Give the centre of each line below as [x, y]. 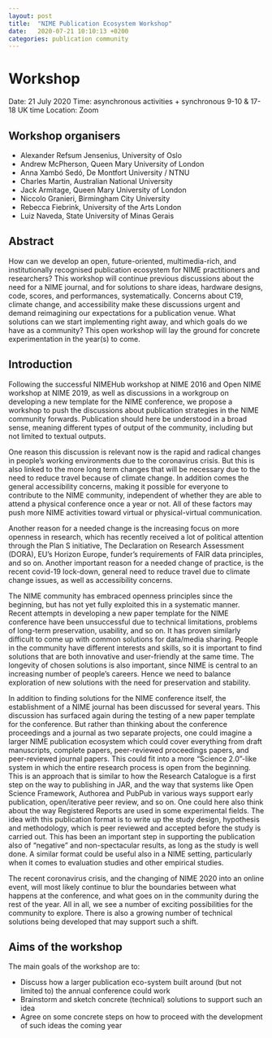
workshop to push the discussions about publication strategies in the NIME [134, 410]
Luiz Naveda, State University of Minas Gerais [97, 216]
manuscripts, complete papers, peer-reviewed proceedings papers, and [129, 750]
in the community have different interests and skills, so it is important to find [135, 647]
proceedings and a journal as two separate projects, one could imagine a [130, 733]
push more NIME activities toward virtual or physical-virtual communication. [135, 512]
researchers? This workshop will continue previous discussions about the [131, 278]
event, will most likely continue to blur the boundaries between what [123, 887]
